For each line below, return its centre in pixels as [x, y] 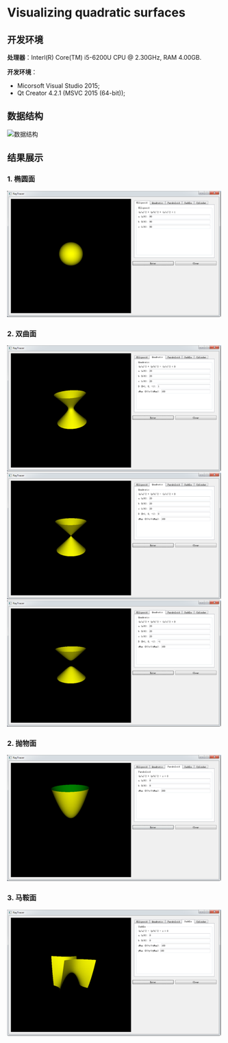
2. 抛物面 [22, 743]
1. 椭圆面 [21, 179]
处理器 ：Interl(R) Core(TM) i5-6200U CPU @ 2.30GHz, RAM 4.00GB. [104, 57]
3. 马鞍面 [22, 898]
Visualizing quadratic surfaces [97, 13]
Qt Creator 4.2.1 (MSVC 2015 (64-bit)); [71, 93]
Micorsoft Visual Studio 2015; [59, 86]
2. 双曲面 [22, 333]
